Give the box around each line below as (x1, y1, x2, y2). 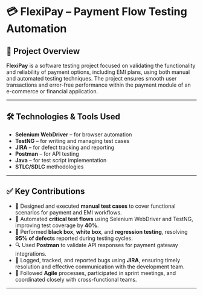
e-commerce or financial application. (6, 88, 98, 94)
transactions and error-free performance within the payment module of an (6, 81, 192, 88)
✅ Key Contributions (6, 186, 85, 197)
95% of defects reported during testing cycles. (14, 234, 133, 242)
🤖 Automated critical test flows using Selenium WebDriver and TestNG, (14, 215, 193, 222)
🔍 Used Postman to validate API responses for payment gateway (14, 241, 178, 248)
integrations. (14, 250, 47, 257)
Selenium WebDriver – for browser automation (14, 131, 132, 138)
